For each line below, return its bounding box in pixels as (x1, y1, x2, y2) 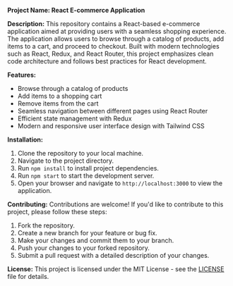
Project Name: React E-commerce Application (7, 6, 145, 14)
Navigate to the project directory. (17, 156, 114, 165)
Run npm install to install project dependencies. (17, 164, 159, 172)
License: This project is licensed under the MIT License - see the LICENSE (7, 265, 225, 273)
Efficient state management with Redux (17, 114, 132, 123)
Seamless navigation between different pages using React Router (17, 107, 208, 115)
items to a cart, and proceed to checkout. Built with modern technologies (7, 42, 220, 50)
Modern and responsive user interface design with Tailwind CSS (17, 122, 205, 130)
